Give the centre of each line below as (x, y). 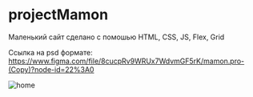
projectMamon (58, 15)
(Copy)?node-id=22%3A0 (51, 69)
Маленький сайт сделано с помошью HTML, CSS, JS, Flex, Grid (116, 37)
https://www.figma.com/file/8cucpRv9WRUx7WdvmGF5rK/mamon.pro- (127, 61)
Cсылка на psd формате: (51, 52)
